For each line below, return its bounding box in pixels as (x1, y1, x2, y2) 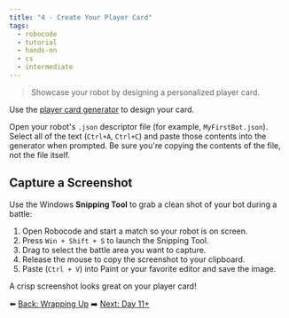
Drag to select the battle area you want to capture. (21, 244, 207, 255)
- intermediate (17, 63, 74, 72)
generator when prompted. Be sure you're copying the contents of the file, (9, 139, 281, 151)
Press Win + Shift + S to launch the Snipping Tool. (21, 235, 209, 245)
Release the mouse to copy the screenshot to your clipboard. (21, 254, 246, 265)
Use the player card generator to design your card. (9, 104, 195, 115)
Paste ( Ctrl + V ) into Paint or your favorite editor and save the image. (21, 263, 277, 274)
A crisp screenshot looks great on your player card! (9, 281, 197, 291)
